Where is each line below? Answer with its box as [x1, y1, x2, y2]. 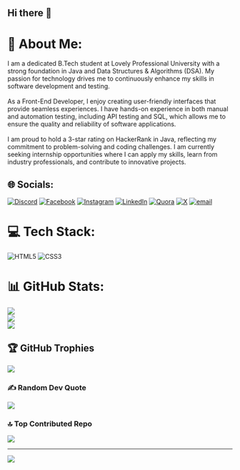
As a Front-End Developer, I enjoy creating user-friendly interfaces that [7, 97, 216, 106]
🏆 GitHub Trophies [7, 342, 95, 354]
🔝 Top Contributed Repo [7, 419, 93, 429]
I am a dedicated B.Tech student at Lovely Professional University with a [7, 59, 220, 68]
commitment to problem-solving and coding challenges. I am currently [7, 143, 215, 151]
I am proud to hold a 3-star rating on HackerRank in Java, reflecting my [7, 135, 216, 143]
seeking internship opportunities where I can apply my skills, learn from [7, 150, 218, 159]
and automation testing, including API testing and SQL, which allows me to [7, 112, 226, 121]
